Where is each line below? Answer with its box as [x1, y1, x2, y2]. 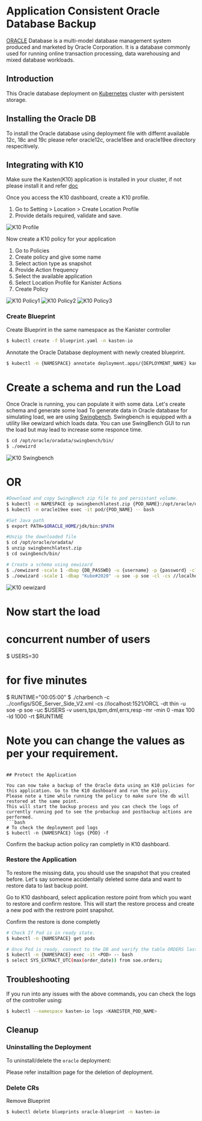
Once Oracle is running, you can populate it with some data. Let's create [6, 400, 186, 408]
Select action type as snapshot [14, 260, 92, 267]
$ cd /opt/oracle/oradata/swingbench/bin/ [6, 438, 114, 444]
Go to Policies [14, 247, 50, 254]
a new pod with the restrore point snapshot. [6, 906, 115, 914]
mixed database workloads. [6, 56, 75, 63]
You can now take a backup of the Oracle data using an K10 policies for [6, 782, 195, 788]
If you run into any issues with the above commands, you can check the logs [6, 990, 196, 997]
